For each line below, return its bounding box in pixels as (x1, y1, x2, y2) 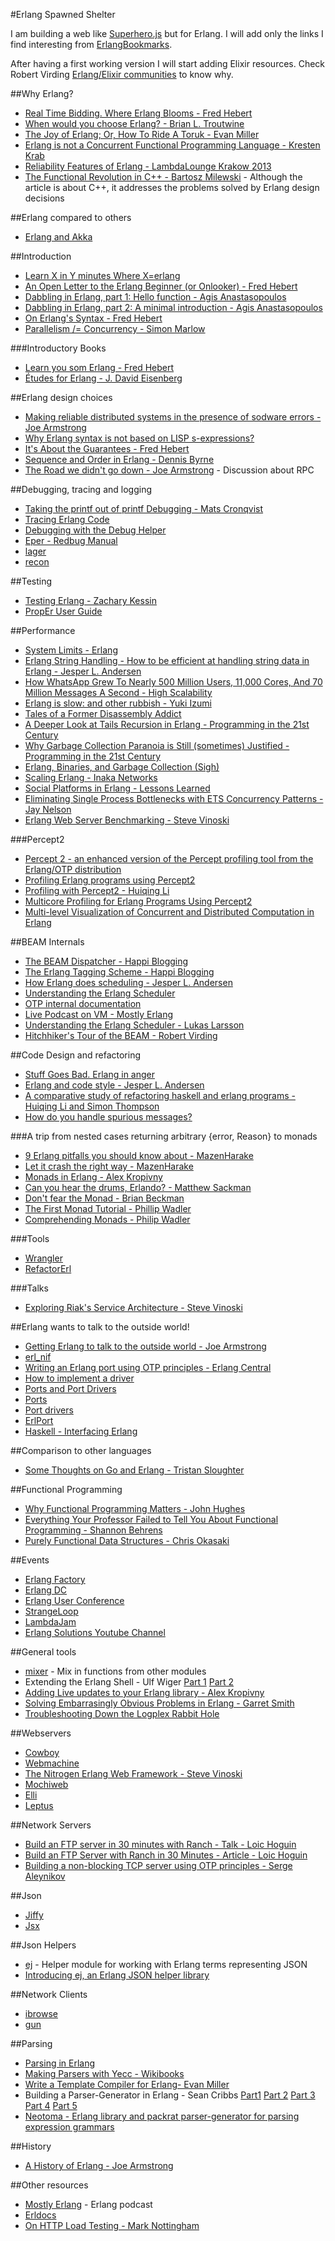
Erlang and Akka (24, 231, 93, 243)
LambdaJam (24, 1616, 77, 1628)
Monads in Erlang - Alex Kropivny (24, 1171, 163, 1183)
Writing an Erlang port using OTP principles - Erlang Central (24, 1362, 272, 1373)
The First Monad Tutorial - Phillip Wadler (24, 1203, 192, 1214)
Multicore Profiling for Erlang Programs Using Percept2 (24, 895, 253, 907)
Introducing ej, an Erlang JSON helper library (24, 1969, 210, 1981)
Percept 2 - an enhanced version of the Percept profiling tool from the (24, 853, 314, 864)
